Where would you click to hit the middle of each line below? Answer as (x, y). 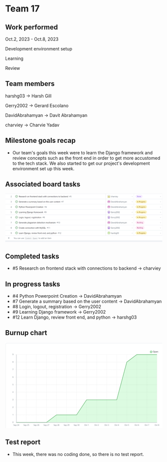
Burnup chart (26, 333)
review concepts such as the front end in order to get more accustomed (86, 158)
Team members (30, 84)
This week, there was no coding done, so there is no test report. (78, 454)
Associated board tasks (43, 185)
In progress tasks (33, 284)
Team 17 (22, 9)
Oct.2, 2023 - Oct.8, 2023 (32, 39)
